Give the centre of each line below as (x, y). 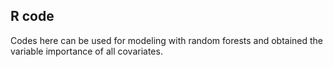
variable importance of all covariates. (86, 51)
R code (32, 16)
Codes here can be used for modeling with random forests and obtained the (167, 40)
